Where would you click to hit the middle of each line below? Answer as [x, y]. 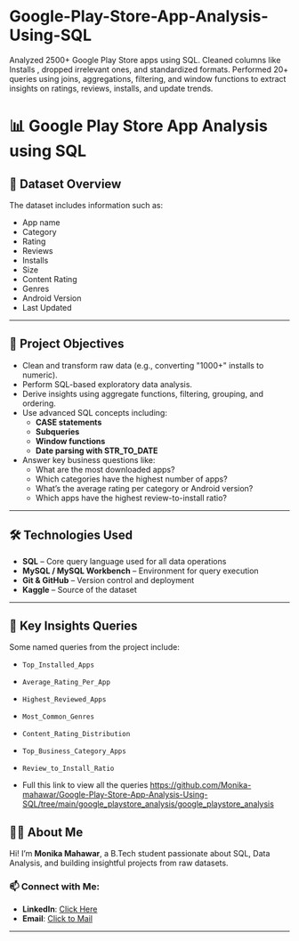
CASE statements [69, 422]
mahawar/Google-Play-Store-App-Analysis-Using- [115, 795]
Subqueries [57, 431]
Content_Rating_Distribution [76, 734]
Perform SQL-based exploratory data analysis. [107, 384]
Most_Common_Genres [58, 717]
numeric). [40, 375]
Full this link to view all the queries [85, 785]
